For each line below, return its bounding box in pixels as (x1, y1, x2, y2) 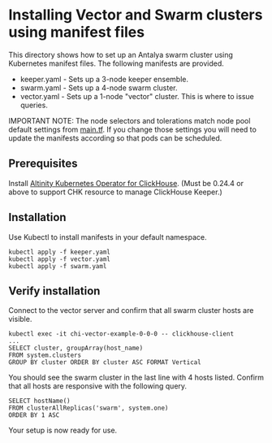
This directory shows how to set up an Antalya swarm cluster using (8, 50, 234, 59)
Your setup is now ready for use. (8, 425, 118, 436)
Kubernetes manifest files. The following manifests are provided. (8, 59, 225, 68)
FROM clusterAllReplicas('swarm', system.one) (8, 404, 169, 412)
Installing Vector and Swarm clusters (8, 6, 263, 24)
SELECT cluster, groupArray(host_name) (8, 344, 144, 353)
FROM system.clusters (8, 351, 82, 359)
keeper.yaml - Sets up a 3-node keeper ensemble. (19, 74, 189, 84)
